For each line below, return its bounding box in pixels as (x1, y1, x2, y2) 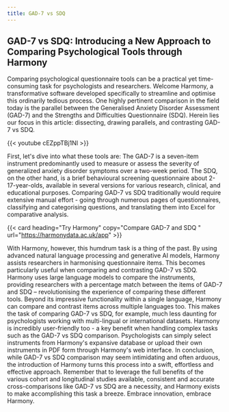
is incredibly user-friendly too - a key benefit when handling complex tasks (7, 324, 218, 333)
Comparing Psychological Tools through (7, 46, 183, 58)
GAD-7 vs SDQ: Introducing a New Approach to (7, 36, 211, 47)
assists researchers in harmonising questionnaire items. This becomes (7, 259, 206, 267)
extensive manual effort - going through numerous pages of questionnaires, (7, 196, 221, 204)
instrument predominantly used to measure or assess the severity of (7, 159, 200, 168)
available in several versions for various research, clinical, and (45, 181, 221, 190)
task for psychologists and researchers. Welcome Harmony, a (40, 82, 214, 90)
